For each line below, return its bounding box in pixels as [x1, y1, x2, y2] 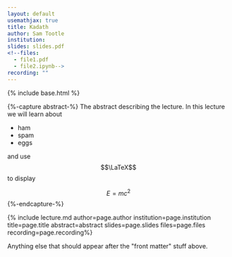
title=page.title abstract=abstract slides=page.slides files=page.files [7, 221, 206, 230]
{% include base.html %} [7, 89, 80, 97]
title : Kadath [7, 23, 49, 30]
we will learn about [7, 110, 62, 118]
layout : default [7, 10, 55, 18]
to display [7, 174, 36, 182]
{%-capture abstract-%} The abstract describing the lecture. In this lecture [7, 102, 226, 111]
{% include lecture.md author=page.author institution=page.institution [7, 213, 212, 222]
